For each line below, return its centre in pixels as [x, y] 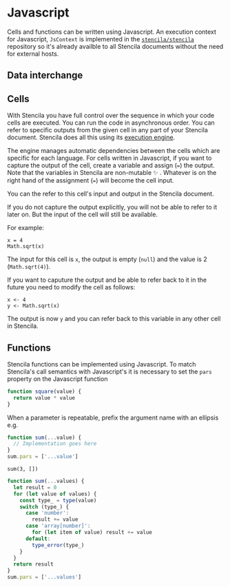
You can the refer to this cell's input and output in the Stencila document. [111, 194]
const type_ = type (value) [58, 500]
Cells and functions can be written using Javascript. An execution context [112, 32]
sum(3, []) [23, 469]
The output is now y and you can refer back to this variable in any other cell [114, 319]
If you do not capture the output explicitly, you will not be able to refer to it [112, 207]
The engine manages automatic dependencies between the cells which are [114, 151]
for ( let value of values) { [55, 494]
